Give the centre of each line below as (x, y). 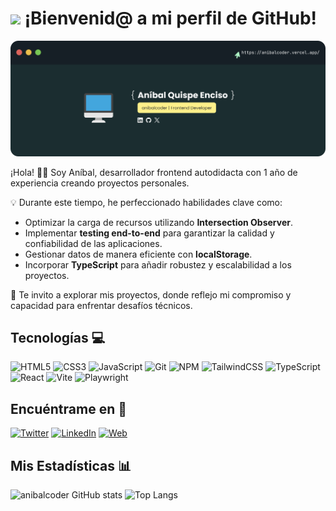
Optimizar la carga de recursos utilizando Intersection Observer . (159, 222)
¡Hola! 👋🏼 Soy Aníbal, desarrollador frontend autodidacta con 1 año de (154, 172)
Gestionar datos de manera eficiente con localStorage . (138, 254)
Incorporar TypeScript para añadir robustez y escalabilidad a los (158, 264)
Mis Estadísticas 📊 (71, 465)
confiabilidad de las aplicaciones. (93, 243)
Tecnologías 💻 (58, 337)
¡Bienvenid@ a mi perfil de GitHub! (171, 18)
